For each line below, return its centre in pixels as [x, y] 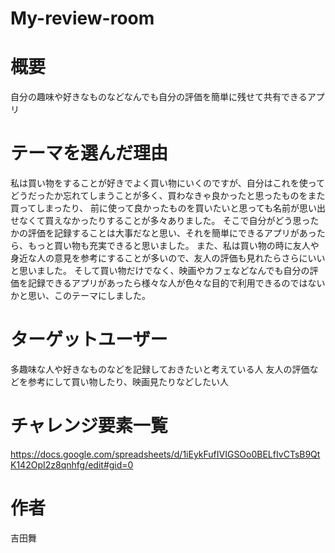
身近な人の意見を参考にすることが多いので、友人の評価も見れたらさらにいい [168, 258]
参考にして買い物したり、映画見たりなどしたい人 [128, 381]
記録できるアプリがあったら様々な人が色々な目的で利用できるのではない [176, 283]
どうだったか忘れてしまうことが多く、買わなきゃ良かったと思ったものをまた [168, 196]
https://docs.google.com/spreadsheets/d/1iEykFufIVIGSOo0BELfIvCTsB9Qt [165, 454]
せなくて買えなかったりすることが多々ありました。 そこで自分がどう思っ [160, 221]
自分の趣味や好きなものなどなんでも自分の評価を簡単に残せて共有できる [159, 97]
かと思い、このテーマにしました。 [80, 296]
